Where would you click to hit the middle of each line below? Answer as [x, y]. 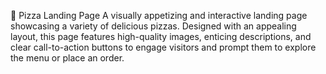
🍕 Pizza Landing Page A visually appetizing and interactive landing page [159, 15]
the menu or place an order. [67, 58]
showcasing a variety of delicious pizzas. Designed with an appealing [153, 26]
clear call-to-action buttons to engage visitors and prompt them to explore [163, 47]
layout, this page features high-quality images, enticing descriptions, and [161, 36]
